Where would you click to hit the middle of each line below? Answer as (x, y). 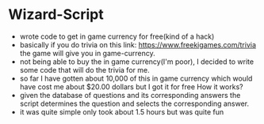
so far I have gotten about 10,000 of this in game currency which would (136, 78)
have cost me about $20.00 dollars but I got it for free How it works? (131, 86)
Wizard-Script (56, 15)
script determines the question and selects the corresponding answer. (134, 103)
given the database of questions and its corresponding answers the (130, 95)
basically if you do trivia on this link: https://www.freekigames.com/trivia (138, 44)
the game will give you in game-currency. (88, 53)
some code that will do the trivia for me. (84, 70)
